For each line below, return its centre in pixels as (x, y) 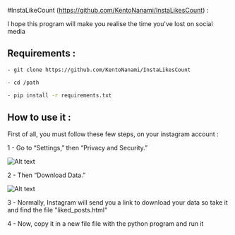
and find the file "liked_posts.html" (58, 210)
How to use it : (40, 117)
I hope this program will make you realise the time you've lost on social (110, 24)
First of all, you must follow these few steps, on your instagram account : (113, 134)
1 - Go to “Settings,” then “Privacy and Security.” (78, 148)
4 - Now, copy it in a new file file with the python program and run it (106, 224)
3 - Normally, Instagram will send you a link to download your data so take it (117, 203)
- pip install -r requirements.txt (60, 95)
